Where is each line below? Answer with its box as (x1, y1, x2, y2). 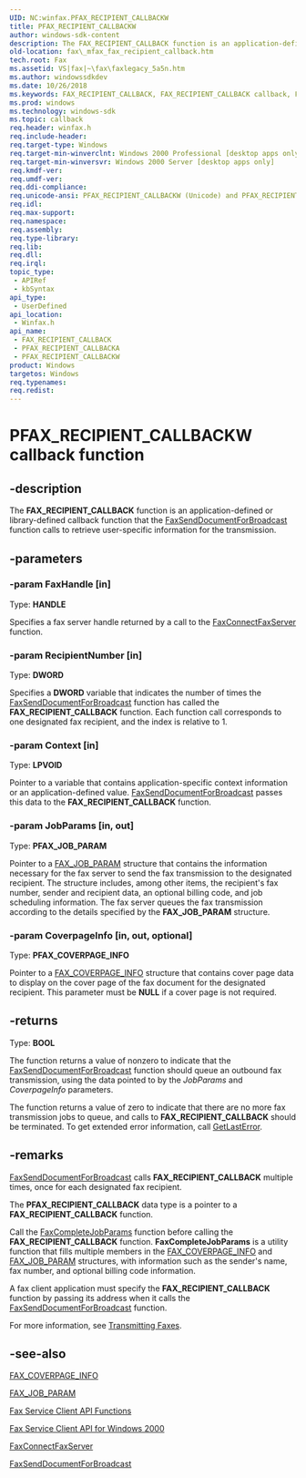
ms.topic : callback (9, 115, 84, 124)
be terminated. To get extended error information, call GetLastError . (9, 1121, 262, 1132)
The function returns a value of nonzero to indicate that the (9, 1054, 231, 1066)
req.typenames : (9, 377, 67, 387)
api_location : (9, 310, 64, 319)
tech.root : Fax (9, 56, 67, 65)
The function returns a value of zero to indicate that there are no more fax (9, 1102, 286, 1113)
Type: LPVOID (9, 760, 63, 771)
